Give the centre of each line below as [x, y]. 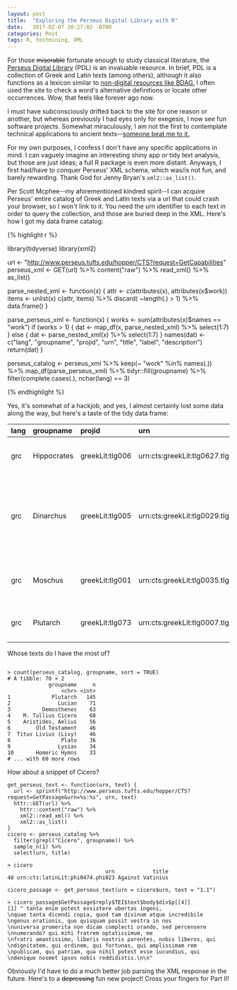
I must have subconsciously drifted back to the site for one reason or [108, 112]
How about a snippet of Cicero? [54, 772]
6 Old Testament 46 [52, 728]
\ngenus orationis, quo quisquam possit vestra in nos [90, 921]
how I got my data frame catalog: [55, 221]
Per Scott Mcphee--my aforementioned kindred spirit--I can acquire [106, 191]
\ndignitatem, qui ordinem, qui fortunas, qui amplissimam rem [102, 946]
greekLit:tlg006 [106, 456]
